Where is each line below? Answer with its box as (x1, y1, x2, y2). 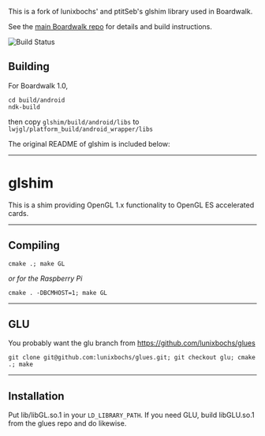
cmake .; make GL (8, 259, 65, 267)
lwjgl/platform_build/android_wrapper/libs (8, 125, 154, 133)
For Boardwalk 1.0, (8, 80, 69, 90)
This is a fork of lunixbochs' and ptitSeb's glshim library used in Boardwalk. (8, 7, 253, 16)
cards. (8, 208, 29, 218)
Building (8, 60, 50, 73)
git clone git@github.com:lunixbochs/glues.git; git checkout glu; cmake (8, 354, 256, 362)
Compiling (8, 239, 61, 252)
